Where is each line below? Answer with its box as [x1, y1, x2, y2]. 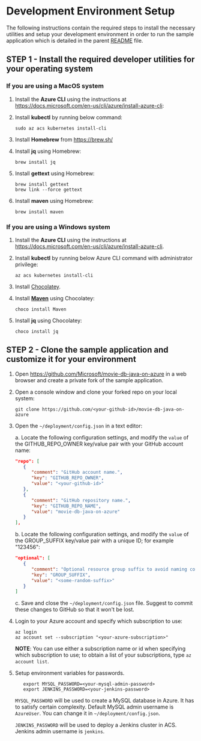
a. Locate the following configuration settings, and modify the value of [14, 433, 189, 441]
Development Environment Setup [6, 4, 175, 18]
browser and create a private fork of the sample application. [14, 376, 164, 383]
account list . [14, 658, 49, 665]
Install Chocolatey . [14, 283, 61, 290]
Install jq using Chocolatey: [14, 317, 82, 324]
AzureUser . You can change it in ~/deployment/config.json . [14, 710, 160, 717]
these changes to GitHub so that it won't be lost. [14, 606, 135, 613]
